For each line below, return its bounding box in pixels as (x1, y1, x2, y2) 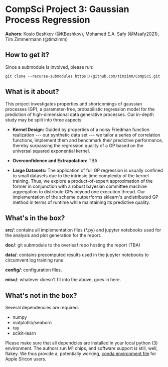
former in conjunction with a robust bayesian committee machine (12, 183, 147, 189)
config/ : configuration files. (5, 267, 62, 273)
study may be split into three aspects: (5, 116, 83, 123)
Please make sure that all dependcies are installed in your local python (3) (5, 340, 158, 346)
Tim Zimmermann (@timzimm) (5, 36, 68, 42)
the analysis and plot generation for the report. (5, 232, 102, 238)
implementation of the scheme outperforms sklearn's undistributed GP (12, 194, 159, 200)
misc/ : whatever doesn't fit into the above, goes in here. (5, 277, 121, 283)
